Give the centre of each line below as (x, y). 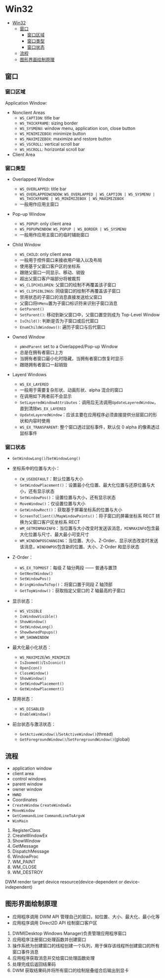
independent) (19, 887)
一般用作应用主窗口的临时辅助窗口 (54, 235)
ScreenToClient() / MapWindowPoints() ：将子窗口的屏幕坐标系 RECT (87, 516)
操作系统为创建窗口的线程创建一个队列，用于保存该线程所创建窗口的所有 (86, 945)
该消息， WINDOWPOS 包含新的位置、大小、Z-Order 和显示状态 (80, 547)
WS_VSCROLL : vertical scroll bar (50, 144)
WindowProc (25, 857)
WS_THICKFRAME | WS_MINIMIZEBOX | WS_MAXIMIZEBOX (72, 198)
